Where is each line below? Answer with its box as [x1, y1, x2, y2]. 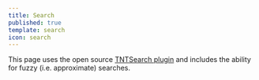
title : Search [8, 11, 55, 20]
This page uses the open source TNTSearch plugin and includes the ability [8, 55, 251, 64]
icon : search [8, 33, 51, 42]
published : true [8, 19, 62, 27]
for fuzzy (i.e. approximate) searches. [8, 64, 130, 73]
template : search [8, 26, 66, 34]
